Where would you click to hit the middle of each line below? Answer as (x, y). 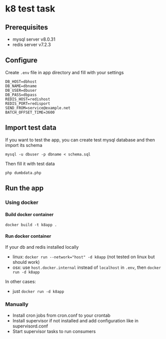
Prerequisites (27, 27)
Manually (17, 304)
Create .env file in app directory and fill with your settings (64, 72)
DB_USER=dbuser (21, 90)
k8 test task (30, 9)
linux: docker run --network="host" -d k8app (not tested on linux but (84, 257)
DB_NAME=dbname (21, 86)
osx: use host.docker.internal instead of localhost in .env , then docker (87, 268)
